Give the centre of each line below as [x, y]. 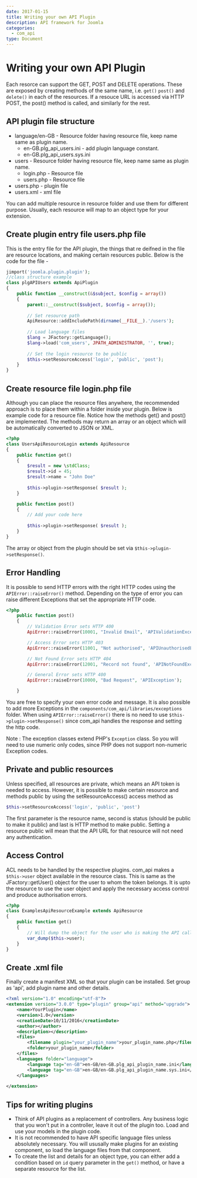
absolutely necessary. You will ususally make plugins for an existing [96, 1144]
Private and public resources [60, 769]
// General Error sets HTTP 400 [67, 675]
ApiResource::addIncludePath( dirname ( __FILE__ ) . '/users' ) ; [101, 321]
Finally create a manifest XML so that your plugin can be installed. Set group [98, 982]
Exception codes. [27, 751]
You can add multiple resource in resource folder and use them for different [97, 203]
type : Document [25, 39]
